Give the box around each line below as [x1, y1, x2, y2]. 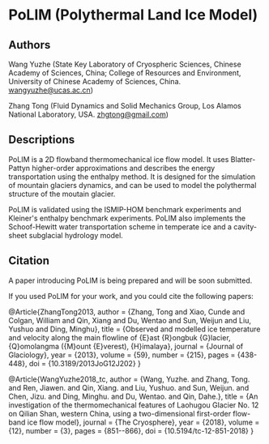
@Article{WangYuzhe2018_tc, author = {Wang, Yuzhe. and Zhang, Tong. [8, 374, 250, 384]
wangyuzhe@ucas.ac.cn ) [8, 85, 93, 95]
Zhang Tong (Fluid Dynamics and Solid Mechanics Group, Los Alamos [8, 101, 241, 110]
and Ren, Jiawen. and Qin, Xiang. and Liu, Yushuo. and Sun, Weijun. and [8, 382, 250, 392]
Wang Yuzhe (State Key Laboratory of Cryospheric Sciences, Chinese [8, 59, 241, 69]
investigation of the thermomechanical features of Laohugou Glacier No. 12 [8, 399, 259, 410]
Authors [8, 38, 51, 52]
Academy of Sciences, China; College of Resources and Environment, [8, 68, 241, 78]
